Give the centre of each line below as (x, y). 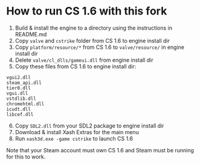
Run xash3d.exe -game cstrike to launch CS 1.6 (74, 138)
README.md (31, 34)
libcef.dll (20, 114)
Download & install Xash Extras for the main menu (77, 132)
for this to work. (26, 157)
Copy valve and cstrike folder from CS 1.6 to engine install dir (92, 40)
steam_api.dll (24, 83)
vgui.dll (17, 93)
